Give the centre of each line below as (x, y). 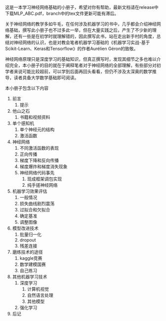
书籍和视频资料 (35, 117)
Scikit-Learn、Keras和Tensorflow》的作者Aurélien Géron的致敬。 (72, 49)
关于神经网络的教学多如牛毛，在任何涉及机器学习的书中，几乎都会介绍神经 (81, 24)
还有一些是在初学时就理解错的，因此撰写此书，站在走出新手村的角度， (85, 36)
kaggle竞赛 (31, 258)
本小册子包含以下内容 (27, 88)
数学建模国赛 (33, 264)
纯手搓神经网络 (42, 185)
